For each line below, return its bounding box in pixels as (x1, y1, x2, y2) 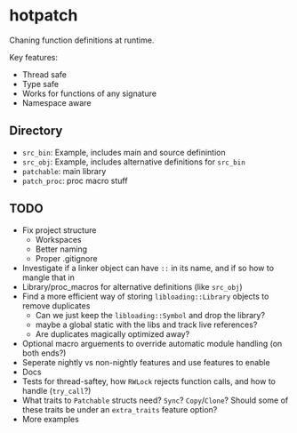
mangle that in (21, 272, 76, 283)
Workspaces (35, 234, 82, 245)
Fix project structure (21, 224, 97, 236)
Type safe (21, 78, 60, 89)
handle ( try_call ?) (21, 385, 92, 396)
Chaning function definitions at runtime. (9, 35, 155, 45)
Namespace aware (21, 97, 92, 108)
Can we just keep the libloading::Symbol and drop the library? (35, 309, 265, 320)
